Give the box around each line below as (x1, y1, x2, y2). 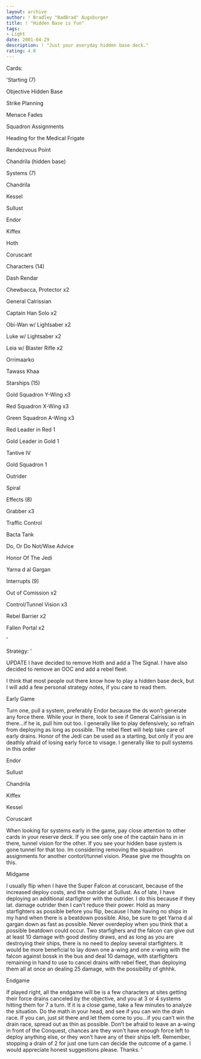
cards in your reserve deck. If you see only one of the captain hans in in (6, 833, 184, 840)
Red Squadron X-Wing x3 (6, 403, 69, 410)
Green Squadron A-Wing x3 (6, 414, 75, 421)
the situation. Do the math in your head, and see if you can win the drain (6, 1007, 185, 1014)
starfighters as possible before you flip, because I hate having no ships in (6, 907, 188, 915)
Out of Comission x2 (6, 589, 57, 596)
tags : (6, 25, 20, 32)
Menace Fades (6, 111, 43, 118)
